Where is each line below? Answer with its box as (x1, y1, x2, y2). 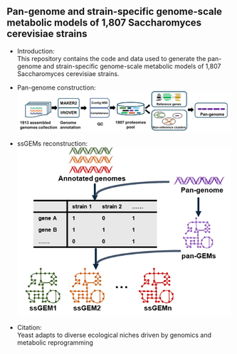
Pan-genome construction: (16, 83, 96, 92)
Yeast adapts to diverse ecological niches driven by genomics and (16, 331, 211, 339)
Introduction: (16, 46, 55, 55)
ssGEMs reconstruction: (16, 139, 88, 148)
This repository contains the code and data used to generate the (16, 54, 206, 63)
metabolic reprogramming (16, 338, 94, 347)
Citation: (16, 323, 42, 331)
